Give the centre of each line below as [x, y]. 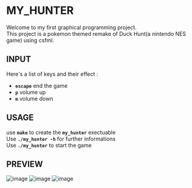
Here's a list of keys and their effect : [52, 74]
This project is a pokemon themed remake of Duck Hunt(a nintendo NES [96, 33]
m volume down [34, 98]
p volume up [30, 92]
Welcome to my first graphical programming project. [71, 27]
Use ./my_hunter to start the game [49, 145]
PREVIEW [25, 164]
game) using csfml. [30, 40]
